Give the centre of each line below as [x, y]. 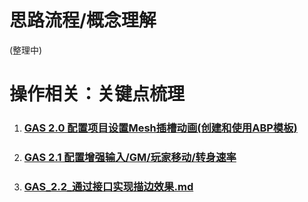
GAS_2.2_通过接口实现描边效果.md [108, 186]
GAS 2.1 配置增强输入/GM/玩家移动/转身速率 [130, 157]
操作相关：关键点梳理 [97, 94]
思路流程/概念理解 [83, 20]
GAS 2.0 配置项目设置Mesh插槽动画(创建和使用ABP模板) [160, 128]
